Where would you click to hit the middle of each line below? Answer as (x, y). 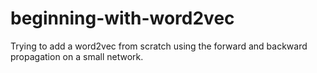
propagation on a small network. (77, 56)
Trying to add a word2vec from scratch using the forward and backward (159, 46)
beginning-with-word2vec (122, 18)
